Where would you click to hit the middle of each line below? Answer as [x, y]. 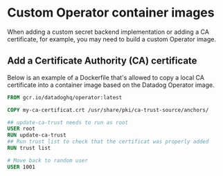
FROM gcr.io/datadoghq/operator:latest [65, 97]
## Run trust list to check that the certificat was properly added [108, 142]
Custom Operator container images [111, 13]
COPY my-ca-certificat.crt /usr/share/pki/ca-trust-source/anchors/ [108, 110]
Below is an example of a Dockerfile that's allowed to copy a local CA [106, 77]
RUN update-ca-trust [37, 135]
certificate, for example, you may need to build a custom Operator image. [112, 39]
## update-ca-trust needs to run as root [68, 122]
